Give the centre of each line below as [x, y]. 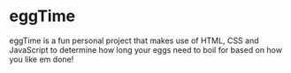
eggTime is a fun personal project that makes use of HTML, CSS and [134, 40]
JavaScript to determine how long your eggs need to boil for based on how [146, 49]
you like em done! [42, 59]
